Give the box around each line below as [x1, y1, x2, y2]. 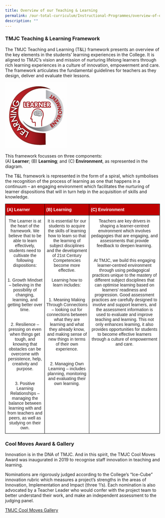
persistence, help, [8, 356, 42, 362]
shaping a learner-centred [100, 223, 149, 229]
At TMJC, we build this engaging [93, 258, 156, 263]
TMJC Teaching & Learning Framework [5, 35, 100, 42]
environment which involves [98, 228, 151, 234]
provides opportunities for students [91, 326, 158, 332]
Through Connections [46, 302, 88, 308]
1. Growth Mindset [7, 277, 43, 283]
